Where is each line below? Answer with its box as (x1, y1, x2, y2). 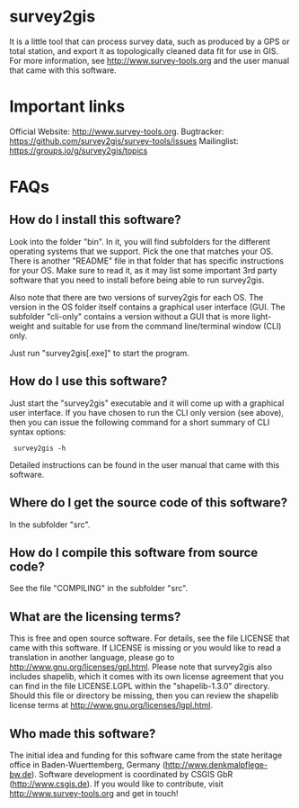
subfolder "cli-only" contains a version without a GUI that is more (9, 310, 251, 321)
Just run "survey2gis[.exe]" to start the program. (9, 347, 190, 358)
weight (9, 320, 35, 331)
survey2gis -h (13, 444, 66, 453)
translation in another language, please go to (9, 652, 175, 663)
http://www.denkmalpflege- (164, 759, 268, 770)
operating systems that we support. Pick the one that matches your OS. (9, 246, 274, 256)
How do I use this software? (9, 373, 168, 389)
